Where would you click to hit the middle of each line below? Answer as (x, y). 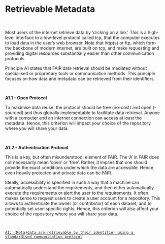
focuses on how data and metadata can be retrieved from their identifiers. (80, 79)
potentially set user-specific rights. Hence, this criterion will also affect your (82, 208)
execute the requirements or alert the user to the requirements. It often (77, 193)
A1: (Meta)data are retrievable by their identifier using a (69, 232)
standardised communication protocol (44, 237)
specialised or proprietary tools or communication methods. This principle (80, 73)
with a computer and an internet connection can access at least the (73, 118)
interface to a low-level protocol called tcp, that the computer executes (88, 38)
